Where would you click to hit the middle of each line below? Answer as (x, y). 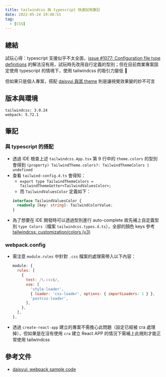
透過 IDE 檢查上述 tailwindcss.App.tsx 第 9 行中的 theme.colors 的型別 (85, 158)
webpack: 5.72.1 (22, 115)
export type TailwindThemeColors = (56, 181)
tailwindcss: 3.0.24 (27, 110)
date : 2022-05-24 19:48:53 (33, 14)
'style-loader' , (47, 289)
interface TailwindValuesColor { (47, 201)
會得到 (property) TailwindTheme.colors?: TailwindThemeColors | (81, 165)
